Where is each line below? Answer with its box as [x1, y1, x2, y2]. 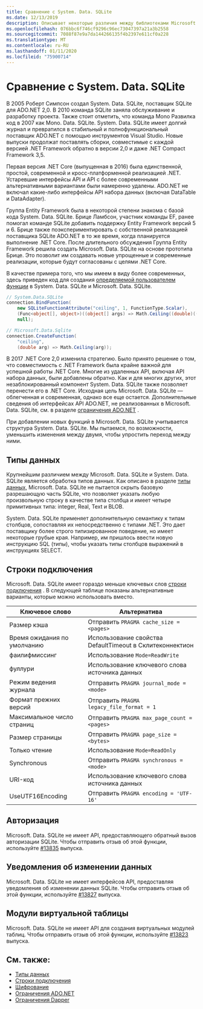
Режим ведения [9, 678, 56, 687]
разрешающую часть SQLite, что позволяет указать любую [6, 490, 160, 498]
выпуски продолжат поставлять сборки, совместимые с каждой [6, 138, 174, 146]
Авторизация [6, 816, 59, 826]
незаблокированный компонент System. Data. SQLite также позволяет [6, 381, 188, 388]
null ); [17, 316, 34, 323]
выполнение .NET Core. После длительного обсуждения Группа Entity [6, 239, 187, 246]
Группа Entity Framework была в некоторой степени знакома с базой [6, 207, 184, 214]
